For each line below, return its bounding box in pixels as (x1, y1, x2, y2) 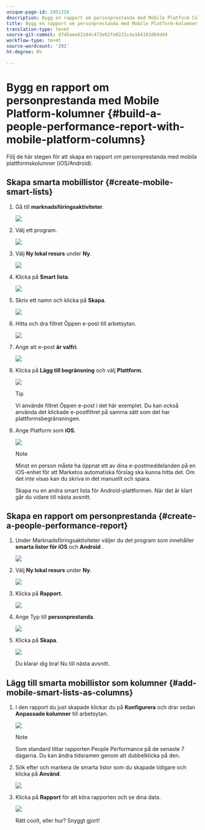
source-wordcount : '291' (6, 43, 70, 50)
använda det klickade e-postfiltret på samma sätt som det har (15, 408, 170, 415)
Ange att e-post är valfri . (15, 343, 78, 350)
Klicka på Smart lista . (15, 273, 70, 281)
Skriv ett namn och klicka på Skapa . (15, 296, 106, 304)
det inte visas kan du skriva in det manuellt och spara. (15, 475, 151, 482)
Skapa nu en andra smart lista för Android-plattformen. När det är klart (15, 486, 193, 494)
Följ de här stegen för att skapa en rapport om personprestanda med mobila (6, 153, 197, 160)
